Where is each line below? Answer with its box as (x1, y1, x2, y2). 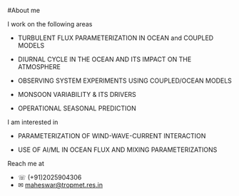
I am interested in (7, 118, 59, 126)
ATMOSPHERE (17, 63, 61, 71)
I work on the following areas (7, 20, 93, 28)
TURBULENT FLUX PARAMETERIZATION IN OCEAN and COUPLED (17, 33, 214, 42)
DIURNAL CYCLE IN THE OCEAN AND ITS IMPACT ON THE (17, 55, 192, 63)
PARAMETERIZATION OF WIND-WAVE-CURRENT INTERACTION (17, 132, 206, 140)
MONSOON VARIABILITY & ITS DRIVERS (17, 91, 137, 98)
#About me (7, 6, 41, 14)
